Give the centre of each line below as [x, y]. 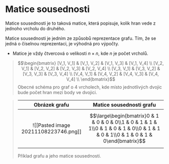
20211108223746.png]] [52, 131]
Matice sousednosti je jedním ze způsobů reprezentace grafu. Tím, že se [81, 38]
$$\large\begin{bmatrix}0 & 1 [124, 116]
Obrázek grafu [51, 105]
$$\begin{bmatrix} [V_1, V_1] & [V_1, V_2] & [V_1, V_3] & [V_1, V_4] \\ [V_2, [91, 63]
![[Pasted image [51, 125]
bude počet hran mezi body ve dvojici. [57, 92]
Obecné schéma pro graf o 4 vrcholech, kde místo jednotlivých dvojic [90, 87]
